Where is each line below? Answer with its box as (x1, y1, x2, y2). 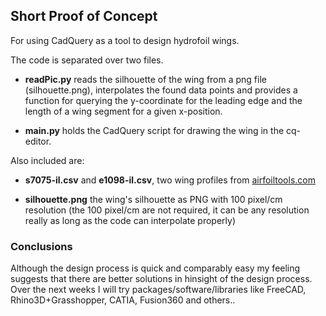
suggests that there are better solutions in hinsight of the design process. (10, 273, 313, 285)
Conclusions (10, 239, 73, 253)
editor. (24, 135, 52, 147)
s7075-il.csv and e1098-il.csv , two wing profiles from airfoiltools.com (24, 174, 316, 186)
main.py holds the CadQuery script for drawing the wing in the (24, 124, 285, 136)
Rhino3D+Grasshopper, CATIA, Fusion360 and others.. (10, 294, 236, 306)
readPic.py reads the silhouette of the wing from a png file (24, 73, 267, 85)
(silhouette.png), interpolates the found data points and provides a (24, 84, 298, 96)
